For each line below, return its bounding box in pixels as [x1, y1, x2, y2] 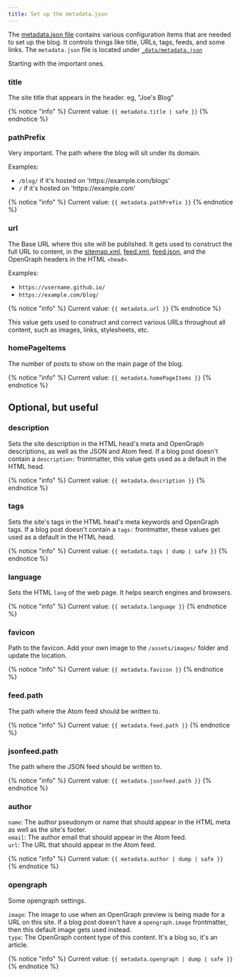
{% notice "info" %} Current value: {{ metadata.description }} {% [8, 476, 206, 485]
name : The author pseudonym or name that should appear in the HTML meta [8, 818, 231, 826]
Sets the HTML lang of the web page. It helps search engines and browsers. [8, 588, 233, 597]
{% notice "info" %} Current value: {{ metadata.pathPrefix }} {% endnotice [8, 198, 234, 207]
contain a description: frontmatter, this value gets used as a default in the [8, 455, 227, 463]
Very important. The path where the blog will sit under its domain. [8, 149, 201, 157]
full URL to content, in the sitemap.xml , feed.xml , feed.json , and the [8, 247, 206, 256]
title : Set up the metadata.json [8, 10, 108, 18]
